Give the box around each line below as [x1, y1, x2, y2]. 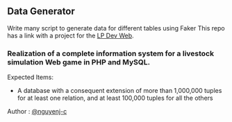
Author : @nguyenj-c [7, 107, 67, 116]
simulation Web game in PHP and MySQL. [7, 57, 151, 67]
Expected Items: [7, 73, 54, 82]
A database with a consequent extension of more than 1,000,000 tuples [17, 87, 222, 95]
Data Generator [7, 6, 75, 17]
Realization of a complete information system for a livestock [7, 49, 214, 58]
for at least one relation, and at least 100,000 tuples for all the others [17, 94, 213, 103]
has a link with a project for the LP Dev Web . [7, 31, 134, 40]
